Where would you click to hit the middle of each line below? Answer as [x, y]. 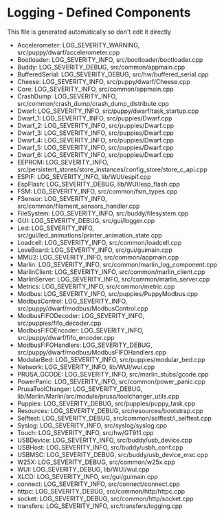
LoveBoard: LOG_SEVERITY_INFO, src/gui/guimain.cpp [95, 250]
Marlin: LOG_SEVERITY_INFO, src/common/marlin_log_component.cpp [117, 264]
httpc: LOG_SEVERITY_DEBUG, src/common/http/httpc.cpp [101, 491]
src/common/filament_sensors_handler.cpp [78, 206]
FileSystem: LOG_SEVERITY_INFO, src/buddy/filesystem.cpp [103, 213]
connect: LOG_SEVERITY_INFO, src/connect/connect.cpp [99, 484]
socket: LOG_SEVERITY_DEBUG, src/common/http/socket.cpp [105, 498]
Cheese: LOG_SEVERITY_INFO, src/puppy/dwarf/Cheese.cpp [103, 81]
